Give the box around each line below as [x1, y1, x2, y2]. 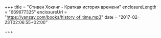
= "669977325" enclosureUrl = [4, 9, 67, 15]
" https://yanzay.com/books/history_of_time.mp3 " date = [4, 14, 118, 20]
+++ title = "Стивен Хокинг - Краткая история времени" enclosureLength [4, 4, 157, 10]
